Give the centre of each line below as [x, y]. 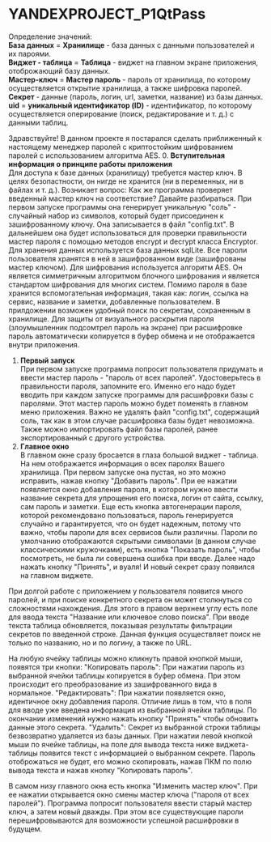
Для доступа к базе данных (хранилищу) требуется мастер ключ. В [125, 172]
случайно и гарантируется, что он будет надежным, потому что [130, 524]
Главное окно [44, 446]
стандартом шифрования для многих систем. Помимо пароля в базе [128, 284]
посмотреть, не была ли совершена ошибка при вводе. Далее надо [138, 558]
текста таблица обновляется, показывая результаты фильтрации [121, 625]
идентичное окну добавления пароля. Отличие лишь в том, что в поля [130, 701]
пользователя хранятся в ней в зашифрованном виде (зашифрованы [127, 258]
